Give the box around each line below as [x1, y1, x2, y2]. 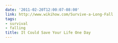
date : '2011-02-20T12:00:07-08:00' [5, 7, 80, 12]
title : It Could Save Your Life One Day [5, 30, 91, 35]
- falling [5, 26, 26, 31]
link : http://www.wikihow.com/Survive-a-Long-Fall [5, 12, 113, 17]
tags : [5, 16, 17, 21]
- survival [5, 21, 28, 26]
